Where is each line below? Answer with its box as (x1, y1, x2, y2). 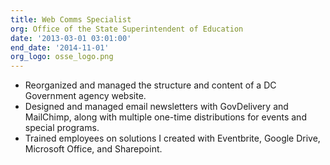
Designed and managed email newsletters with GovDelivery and (24, 101, 289, 113)
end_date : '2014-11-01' (10, 42, 110, 53)
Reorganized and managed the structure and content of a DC (24, 79, 277, 91)
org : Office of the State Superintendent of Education (10, 24, 244, 34)
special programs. (24, 122, 100, 134)
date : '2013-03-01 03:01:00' (10, 33, 132, 43)
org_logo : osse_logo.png (10, 52, 114, 62)
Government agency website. (24, 90, 147, 102)
